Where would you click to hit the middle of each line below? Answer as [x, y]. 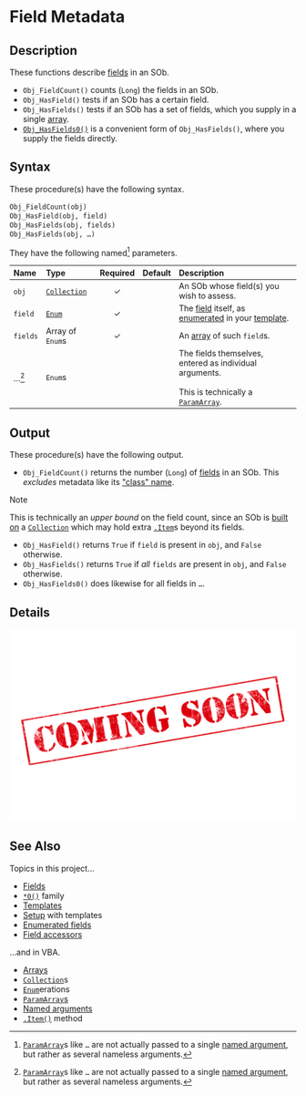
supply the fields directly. [70, 138]
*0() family [44, 895]
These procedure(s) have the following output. [97, 455]
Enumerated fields [57, 925]
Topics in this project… [52, 868]
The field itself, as [212, 308]
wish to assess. [208, 296]
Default [157, 273]
